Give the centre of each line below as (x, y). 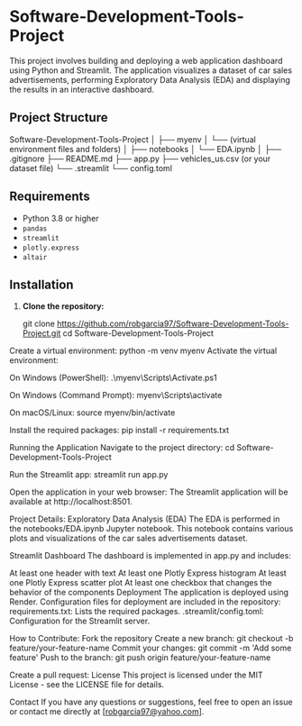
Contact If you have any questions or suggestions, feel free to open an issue (151, 702)
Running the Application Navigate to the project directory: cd (122, 448)
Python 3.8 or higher (60, 218)
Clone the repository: (63, 306)
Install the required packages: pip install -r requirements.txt (119, 431)
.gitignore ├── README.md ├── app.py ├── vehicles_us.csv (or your (140, 159)
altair (35, 257)
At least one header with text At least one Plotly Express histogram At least (148, 573)
